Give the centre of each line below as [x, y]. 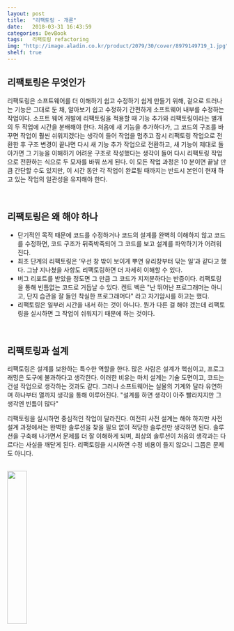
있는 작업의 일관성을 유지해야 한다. [61, 179]
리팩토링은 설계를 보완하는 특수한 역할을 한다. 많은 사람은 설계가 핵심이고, [107, 369]
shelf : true [24, 53]
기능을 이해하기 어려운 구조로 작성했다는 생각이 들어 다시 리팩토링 [122, 153]
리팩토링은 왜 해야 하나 [53, 217]
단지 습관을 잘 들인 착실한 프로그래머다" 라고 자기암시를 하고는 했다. [118, 296]
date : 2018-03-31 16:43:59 [49, 26]
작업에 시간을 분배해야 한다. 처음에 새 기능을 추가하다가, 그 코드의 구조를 [119, 127]
